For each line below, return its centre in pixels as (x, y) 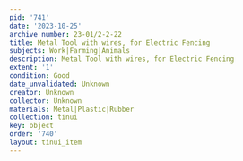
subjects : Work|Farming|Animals (69, 51)
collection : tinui (43, 117)
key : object (31, 126)
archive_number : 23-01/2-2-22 (66, 34)
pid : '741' (30, 17)
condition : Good (39, 76)
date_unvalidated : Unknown (60, 84)
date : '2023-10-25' (46, 26)
